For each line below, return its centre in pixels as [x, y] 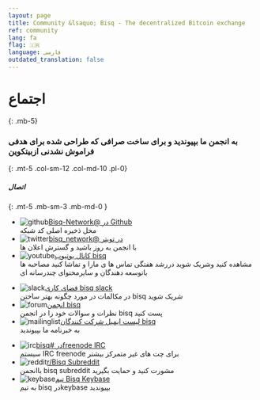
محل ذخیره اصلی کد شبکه [58, 230]
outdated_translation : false [56, 60]
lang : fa [23, 38]
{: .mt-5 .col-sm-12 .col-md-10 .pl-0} [68, 169]
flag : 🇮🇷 [24, 45]
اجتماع [27, 99]
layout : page [30, 15]
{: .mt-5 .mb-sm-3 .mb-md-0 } [58, 207]
